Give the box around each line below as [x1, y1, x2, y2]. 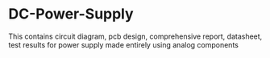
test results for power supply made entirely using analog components [8, 39, 239, 49]
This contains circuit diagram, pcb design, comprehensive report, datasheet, [8, 31, 263, 41]
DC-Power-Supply [8, 5, 135, 23]
